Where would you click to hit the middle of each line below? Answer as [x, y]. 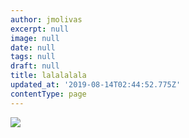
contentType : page [48, 94]
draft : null [35, 66]
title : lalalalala [48, 76]
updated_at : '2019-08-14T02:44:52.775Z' [96, 85]
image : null [35, 38]
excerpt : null [40, 29]
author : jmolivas [46, 19]
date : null [33, 47]
